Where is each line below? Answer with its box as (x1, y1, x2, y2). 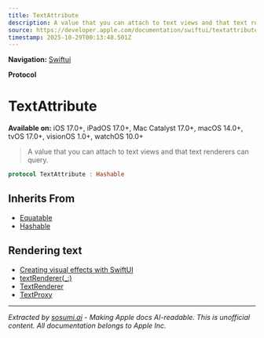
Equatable (19, 213, 53, 222)
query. (27, 155, 49, 165)
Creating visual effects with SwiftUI (19, 264, 134, 274)
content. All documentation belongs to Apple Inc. (8, 321, 167, 330)
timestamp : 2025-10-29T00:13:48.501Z (8, 33, 132, 42)
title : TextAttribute (8, 11, 79, 20)
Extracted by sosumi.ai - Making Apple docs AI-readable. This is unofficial (8, 312, 250, 322)
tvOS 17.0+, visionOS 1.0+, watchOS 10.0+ (8, 132, 144, 141)
